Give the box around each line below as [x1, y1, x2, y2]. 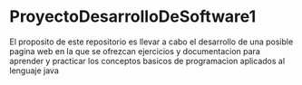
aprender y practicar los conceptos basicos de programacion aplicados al [9, 55, 286, 66]
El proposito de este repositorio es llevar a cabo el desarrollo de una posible [9, 36, 294, 47]
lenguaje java [9, 65, 59, 76]
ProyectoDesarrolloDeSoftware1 [9, 6, 257, 27]
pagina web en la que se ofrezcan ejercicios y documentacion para [9, 45, 260, 56]
